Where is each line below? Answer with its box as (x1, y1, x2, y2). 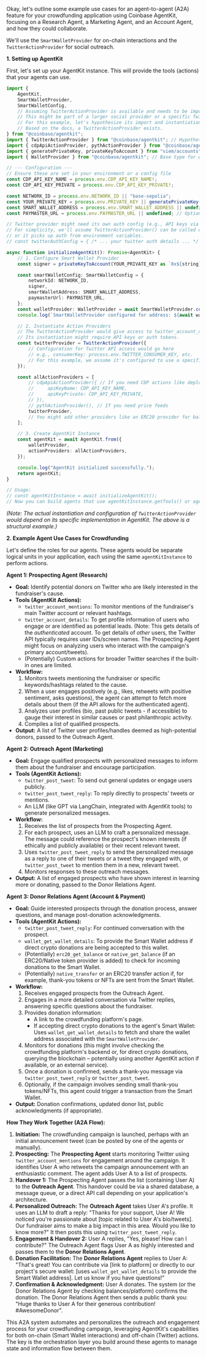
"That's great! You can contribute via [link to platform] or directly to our (15, 1261, 195, 1268)
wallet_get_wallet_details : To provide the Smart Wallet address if (24, 937, 193, 945)
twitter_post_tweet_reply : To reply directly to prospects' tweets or (24, 790, 195, 797)
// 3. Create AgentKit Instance (17, 431, 100, 437)
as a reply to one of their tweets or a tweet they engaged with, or (24, 855, 189, 862)
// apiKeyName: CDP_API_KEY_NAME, (28, 385, 128, 392)
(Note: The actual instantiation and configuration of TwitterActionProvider (6, 509, 196, 517)
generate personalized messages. (24, 810, 110, 816)
